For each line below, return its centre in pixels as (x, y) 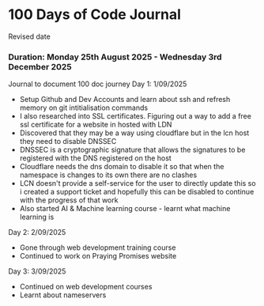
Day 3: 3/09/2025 (37, 271)
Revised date (30, 36)
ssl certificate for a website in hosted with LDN (96, 125)
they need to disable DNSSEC (68, 142)
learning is (37, 217)
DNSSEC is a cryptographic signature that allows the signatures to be (132, 150)
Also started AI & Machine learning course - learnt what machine (125, 209)
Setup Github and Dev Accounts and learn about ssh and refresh (125, 100)
